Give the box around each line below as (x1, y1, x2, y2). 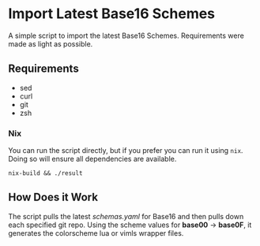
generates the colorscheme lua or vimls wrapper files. (8, 228, 184, 237)
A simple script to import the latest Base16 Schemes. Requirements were (8, 31, 245, 40)
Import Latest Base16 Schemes (8, 5, 216, 23)
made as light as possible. (8, 39, 93, 48)
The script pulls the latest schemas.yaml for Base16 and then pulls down (8, 211, 244, 221)
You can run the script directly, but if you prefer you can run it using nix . (8, 146, 243, 155)
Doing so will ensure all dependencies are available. (8, 155, 177, 164)
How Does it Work (8, 191, 99, 204)
